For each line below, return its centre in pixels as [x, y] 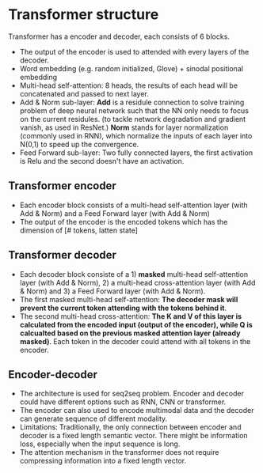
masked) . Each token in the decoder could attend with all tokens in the [135, 341]
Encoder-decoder [53, 375]
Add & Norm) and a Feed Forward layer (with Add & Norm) [114, 213]
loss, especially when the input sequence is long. [100, 444]
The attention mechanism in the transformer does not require [119, 452]
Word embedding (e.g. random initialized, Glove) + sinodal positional [131, 68]
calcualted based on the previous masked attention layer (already [130, 333]
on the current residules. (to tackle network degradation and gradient [133, 119]
